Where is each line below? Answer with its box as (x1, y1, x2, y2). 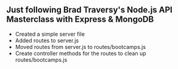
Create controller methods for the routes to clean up (15, 50, 146, 57)
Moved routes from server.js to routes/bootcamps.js (15, 43, 146, 50)
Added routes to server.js (15, 36, 79, 44)
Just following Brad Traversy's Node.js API (6, 5, 173, 15)
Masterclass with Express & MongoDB (6, 15, 154, 25)
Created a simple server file (15, 30, 85, 38)
